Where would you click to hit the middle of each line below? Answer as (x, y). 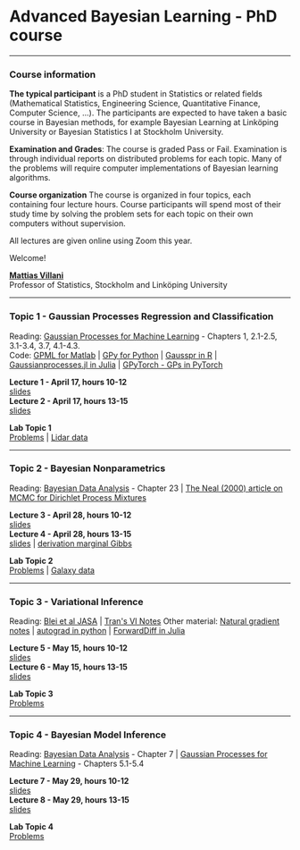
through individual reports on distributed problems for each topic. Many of (146, 159)
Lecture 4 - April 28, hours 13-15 (71, 534)
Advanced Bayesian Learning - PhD (143, 17)
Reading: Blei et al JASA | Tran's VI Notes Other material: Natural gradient (144, 621)
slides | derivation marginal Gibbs (71, 543)
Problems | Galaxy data (52, 570)
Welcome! (28, 258)
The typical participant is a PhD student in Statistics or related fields (136, 94)
